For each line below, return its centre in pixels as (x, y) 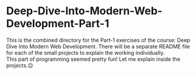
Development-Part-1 (58, 24)
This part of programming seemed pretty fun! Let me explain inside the (93, 59)
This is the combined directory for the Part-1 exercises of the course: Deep (98, 40)
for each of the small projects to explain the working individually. (86, 52)
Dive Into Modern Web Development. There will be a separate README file (98, 46)
